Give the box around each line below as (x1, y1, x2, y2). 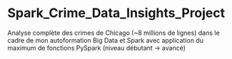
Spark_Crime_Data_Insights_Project (7, 5, 226, 21)
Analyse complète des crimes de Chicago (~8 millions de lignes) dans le (7, 28, 220, 37)
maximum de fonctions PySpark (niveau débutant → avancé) (7, 43, 186, 52)
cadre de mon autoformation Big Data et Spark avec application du (7, 36, 203, 44)
